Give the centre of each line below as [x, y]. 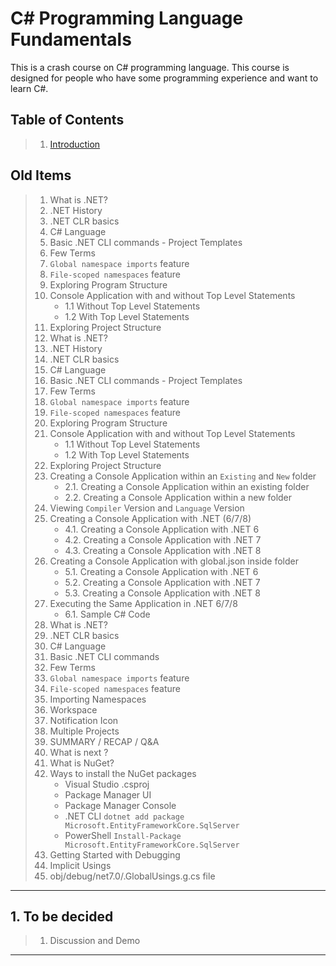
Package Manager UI [108, 794]
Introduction [75, 144]
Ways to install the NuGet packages [123, 773]
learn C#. [29, 88]
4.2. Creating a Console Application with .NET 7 [163, 539]
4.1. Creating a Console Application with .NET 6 [162, 529]
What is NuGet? [82, 763]
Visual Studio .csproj [107, 784]
